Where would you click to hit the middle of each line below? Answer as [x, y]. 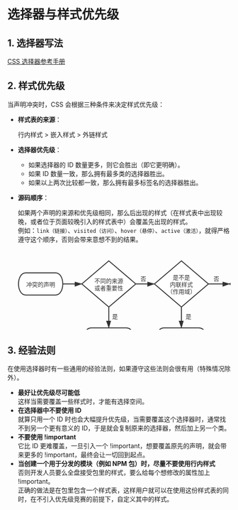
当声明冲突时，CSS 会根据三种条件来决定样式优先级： [86, 104]
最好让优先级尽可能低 [49, 392]
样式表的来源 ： [39, 119]
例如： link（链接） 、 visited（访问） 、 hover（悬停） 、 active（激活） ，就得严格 [124, 230]
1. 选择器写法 [35, 43]
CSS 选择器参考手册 [36, 61]
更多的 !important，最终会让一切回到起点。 [86, 455]
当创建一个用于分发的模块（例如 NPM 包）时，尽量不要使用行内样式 [117, 463]
